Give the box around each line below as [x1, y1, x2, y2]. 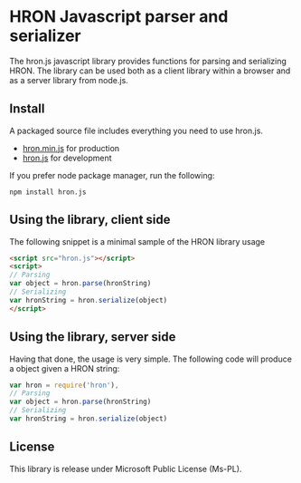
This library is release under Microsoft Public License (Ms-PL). [9, 463, 242, 474]
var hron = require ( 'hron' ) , [9, 381, 119, 390]
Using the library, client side [9, 212, 171, 227]
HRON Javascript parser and [9, 6, 229, 27]
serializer [9, 25, 81, 46]
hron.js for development [22, 152, 112, 163]
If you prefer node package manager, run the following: [9, 169, 215, 180]
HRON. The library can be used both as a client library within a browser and [9, 65, 291, 76]
